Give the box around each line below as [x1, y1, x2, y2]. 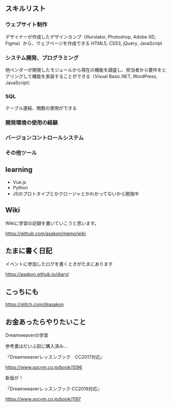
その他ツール [5, 149, 37, 157]
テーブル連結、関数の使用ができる [5, 105, 77, 111]
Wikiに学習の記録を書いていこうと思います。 [5, 220, 99, 226]
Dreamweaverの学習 [5, 332, 49, 338]
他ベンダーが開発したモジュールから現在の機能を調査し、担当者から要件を [5, 67, 162, 73]
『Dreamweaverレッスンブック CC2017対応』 [5, 354, 105, 360]
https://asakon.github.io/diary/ [5, 271, 69, 278]
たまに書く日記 [5, 246, 53, 255]
